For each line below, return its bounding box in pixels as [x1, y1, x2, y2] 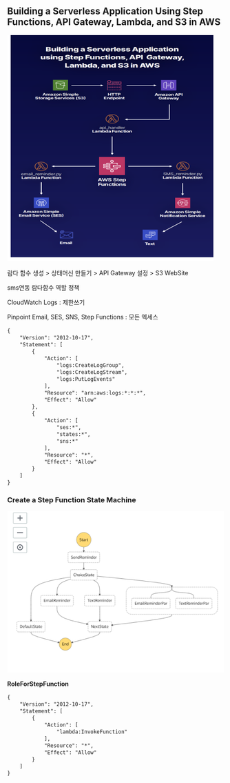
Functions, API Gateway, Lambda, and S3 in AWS [7, 17, 221, 28]
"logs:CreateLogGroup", [56, 361, 125, 368]
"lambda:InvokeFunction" [56, 729, 128, 735]
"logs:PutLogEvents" [56, 375, 116, 382]
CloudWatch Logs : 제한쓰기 [7, 298, 85, 306]
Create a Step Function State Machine [7, 495, 136, 504]
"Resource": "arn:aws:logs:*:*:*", [43, 389, 147, 396]
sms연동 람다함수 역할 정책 [7, 283, 80, 292]
